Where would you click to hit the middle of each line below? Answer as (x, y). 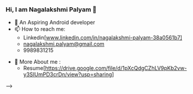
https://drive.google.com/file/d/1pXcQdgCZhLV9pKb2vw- (116, 68)
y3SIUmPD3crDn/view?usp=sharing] (68, 74)
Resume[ (34, 68)
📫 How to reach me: (40, 29)
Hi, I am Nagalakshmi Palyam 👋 (51, 10)
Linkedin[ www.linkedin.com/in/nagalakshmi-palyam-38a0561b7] (103, 37)
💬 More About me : (37, 62)
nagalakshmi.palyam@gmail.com (64, 44)
